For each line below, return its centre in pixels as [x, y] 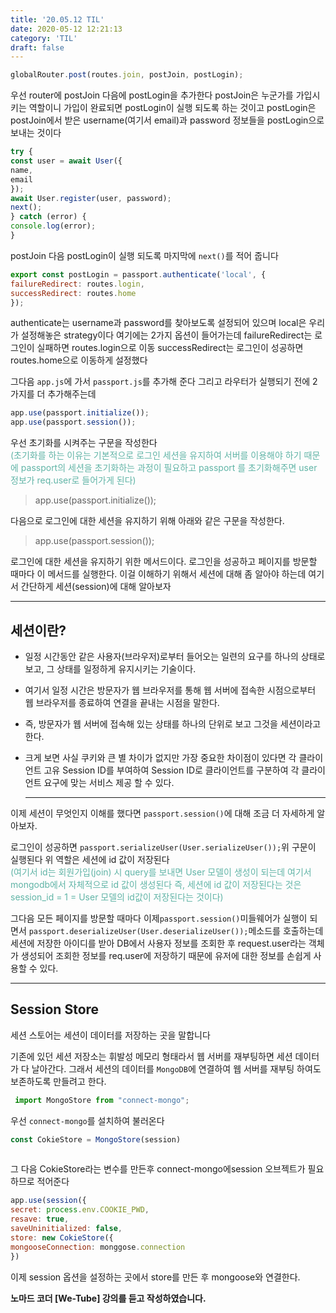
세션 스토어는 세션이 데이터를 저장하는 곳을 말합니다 [110, 1035]
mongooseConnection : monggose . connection [98, 1247]
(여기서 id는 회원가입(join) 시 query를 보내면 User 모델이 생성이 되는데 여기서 [161, 872]
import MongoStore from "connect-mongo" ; [102, 1100]
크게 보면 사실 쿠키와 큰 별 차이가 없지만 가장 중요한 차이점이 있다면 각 [160, 757]
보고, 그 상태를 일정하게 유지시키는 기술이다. [110, 668]
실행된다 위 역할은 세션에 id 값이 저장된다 [90, 859]
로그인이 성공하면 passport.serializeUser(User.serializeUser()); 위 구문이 [163, 847]
